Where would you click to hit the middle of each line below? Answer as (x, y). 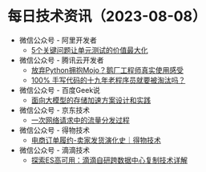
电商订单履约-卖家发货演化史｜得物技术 (96, 140)
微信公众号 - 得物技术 (55, 130)
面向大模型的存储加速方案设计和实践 (91, 100)
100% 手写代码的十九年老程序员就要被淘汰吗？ (108, 80)
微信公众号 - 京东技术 (55, 110)
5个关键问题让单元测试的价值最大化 (89, 50)
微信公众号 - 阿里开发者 (58, 40)
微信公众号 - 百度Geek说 (60, 90)
